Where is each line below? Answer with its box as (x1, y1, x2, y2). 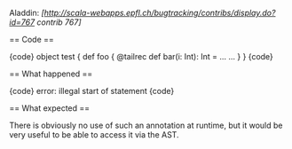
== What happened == (9, 68, 93, 79)
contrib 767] (36, 17, 82, 27)
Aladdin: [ (9, 8, 44, 18)
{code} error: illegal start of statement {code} (9, 86, 175, 96)
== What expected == (9, 103, 91, 114)
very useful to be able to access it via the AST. (9, 129, 179, 140)
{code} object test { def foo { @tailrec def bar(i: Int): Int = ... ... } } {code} (9, 51, 273, 61)
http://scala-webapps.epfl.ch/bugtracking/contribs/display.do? (43, 8, 276, 18)
